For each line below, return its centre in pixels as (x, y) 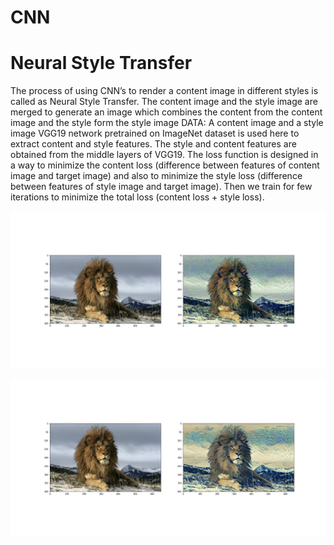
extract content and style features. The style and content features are (153, 144)
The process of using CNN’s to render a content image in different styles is (164, 91)
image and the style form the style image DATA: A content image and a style (167, 123)
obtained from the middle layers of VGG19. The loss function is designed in (164, 155)
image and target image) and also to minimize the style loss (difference (156, 176)
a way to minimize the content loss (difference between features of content (165, 165)
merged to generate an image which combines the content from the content (166, 112)
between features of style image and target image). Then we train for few (161, 187)
